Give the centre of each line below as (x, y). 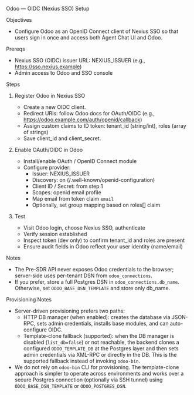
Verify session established (55, 234)
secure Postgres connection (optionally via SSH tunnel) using (89, 380)
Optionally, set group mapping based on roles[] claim (96, 205)
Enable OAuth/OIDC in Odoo (49, 150)
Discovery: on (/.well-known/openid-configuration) (93, 180)
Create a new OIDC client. (55, 107)
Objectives (19, 20)
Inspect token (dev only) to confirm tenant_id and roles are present (104, 240)
